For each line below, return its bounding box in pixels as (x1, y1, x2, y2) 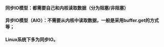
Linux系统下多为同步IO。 (5, 36, 58, 42)
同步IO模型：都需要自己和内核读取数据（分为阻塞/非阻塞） (5, 5, 129, 11)
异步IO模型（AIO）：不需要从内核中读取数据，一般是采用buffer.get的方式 (5, 17, 159, 24)
